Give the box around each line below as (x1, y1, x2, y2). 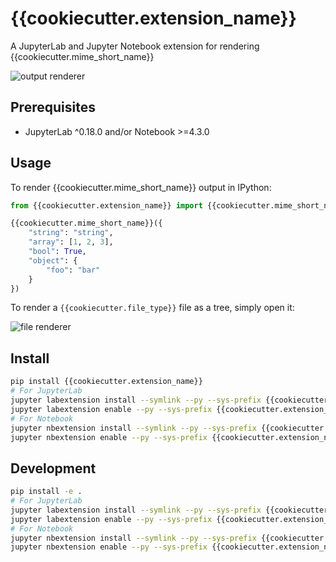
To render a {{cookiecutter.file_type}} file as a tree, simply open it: (10, 302, 295, 314)
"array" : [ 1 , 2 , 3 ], (28, 237, 114, 247)
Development (10, 460, 97, 477)
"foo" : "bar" (46, 265, 101, 275)
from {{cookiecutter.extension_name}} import (10, 200, 203, 211)
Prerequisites (10, 99, 96, 116)
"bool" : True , (28, 247, 87, 257)
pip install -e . (10, 487, 83, 497)
